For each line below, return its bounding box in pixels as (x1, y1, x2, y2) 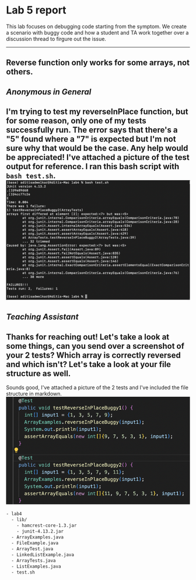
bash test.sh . (6, 171, 56, 181)
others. (6, 67, 33, 77)
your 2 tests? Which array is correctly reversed (6, 350, 181, 360)
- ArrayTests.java (11, 558, 57, 564)
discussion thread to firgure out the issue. (6, 35, 107, 42)
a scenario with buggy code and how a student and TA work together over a (6, 29, 189, 36)
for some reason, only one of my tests (6, 116, 147, 126)
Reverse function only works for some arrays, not (6, 58, 190, 68)
